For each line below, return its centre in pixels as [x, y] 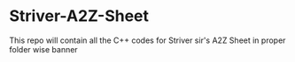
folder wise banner [43, 49]
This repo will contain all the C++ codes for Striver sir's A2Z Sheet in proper [147, 40]
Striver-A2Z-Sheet [79, 16]
